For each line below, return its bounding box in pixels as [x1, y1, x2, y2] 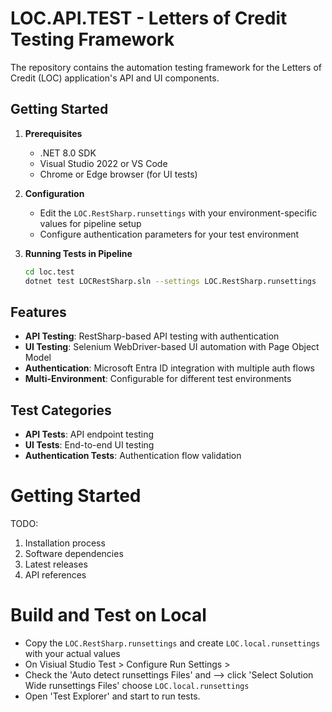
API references [24, 569, 87, 581]
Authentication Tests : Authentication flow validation [24, 450, 242, 462]
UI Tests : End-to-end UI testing [24, 439, 155, 451]
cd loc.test [24, 267, 75, 277]
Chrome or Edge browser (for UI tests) [39, 168, 198, 180]
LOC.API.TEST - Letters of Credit [10, 7, 288, 30]
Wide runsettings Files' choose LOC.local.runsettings [24, 680, 250, 691]
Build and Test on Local [10, 604, 207, 627]
